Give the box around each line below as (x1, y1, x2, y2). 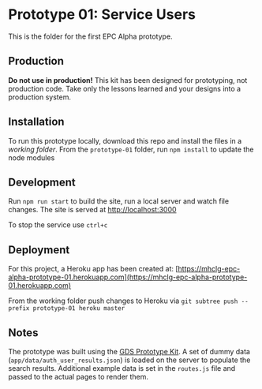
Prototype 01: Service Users (8, 6, 196, 24)
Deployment (8, 243, 70, 256)
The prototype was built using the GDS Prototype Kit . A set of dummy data (8, 347, 251, 356)
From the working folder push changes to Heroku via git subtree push (8, 296, 238, 305)
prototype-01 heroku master (32, 305, 125, 312)
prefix (8, 305, 30, 312)
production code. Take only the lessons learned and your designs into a (8, 84, 241, 93)
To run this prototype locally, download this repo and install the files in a (8, 136, 242, 145)
